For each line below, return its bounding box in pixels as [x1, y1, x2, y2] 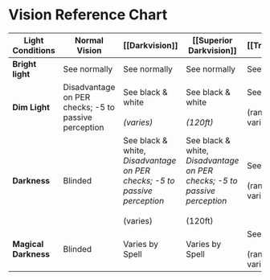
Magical [12, 238, 44, 249]
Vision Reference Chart [8, 6, 168, 24]
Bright [12, 58, 37, 69]
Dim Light [12, 101, 51, 113]
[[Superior [192, 35, 233, 46]
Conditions [12, 44, 55, 56]
